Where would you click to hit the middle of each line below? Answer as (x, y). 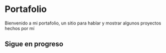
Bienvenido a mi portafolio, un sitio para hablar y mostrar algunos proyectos (83, 23)
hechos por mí (20, 28)
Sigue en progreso (34, 44)
